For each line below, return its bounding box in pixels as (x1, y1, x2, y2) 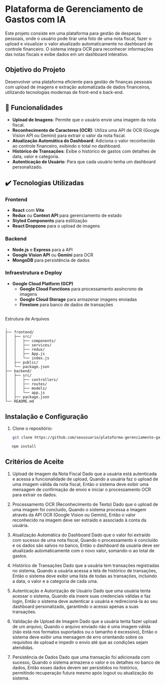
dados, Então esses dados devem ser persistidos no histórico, (12, 664, 139, 670)
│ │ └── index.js (5, 356, 50, 361)
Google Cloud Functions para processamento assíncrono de (19, 285, 143, 292)
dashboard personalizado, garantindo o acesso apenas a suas (12, 604, 139, 609)
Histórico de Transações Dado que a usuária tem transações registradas (12, 562, 160, 568)
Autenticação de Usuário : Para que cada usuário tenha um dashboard (12, 159, 156, 164)
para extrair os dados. (12, 491, 58, 497)
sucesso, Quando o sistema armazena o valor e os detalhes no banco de (12, 659, 160, 665)
